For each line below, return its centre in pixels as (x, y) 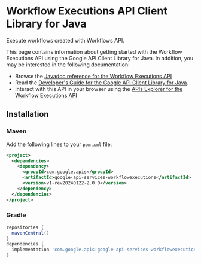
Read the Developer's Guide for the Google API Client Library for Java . (102, 83)
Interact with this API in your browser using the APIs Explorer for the (99, 89)
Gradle (16, 215)
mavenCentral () (31, 233)
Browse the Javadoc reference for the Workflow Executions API (93, 76)
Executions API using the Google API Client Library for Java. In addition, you (100, 58)
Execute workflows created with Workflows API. (65, 40)
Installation (28, 114)
